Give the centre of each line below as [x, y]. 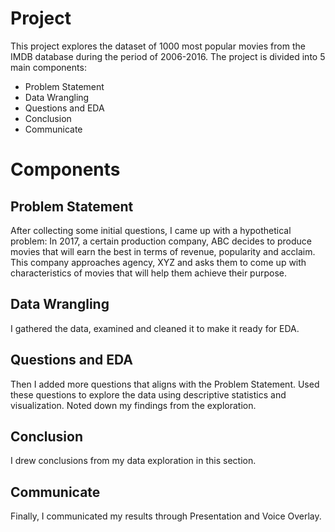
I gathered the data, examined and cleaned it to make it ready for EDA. [155, 328]
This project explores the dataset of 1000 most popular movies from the [158, 46]
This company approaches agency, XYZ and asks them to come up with [158, 262]
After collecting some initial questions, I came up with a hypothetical [151, 230]
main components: [48, 67]
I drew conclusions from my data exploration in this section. [133, 461]
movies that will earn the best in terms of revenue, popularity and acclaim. [163, 251]
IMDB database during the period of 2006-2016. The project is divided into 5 [168, 56]
